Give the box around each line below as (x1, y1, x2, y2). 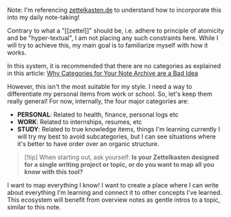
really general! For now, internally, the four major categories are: (7, 97, 190, 105)
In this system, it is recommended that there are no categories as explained (7, 62, 221, 70)
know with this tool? (23, 168, 83, 176)
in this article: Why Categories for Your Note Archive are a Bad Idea (7, 69, 199, 77)
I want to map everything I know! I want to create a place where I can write (7, 181, 219, 189)
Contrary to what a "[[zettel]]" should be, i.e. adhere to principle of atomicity (7, 27, 224, 34)
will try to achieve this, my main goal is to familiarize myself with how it (7, 41, 208, 49)
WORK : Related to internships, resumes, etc (17, 118, 143, 126)
